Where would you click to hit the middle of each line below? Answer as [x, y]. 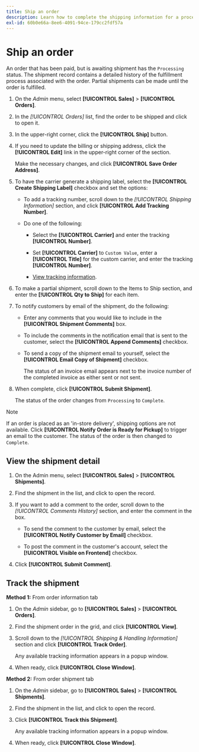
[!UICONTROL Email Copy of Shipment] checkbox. [86, 360]
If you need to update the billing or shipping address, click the [90, 146]
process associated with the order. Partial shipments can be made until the [97, 81]
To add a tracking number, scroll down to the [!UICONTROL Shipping [107, 199]
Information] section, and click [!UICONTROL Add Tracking [96, 206]
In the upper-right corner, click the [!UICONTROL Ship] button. [91, 135]
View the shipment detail [53, 461]
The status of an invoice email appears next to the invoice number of [107, 371]
